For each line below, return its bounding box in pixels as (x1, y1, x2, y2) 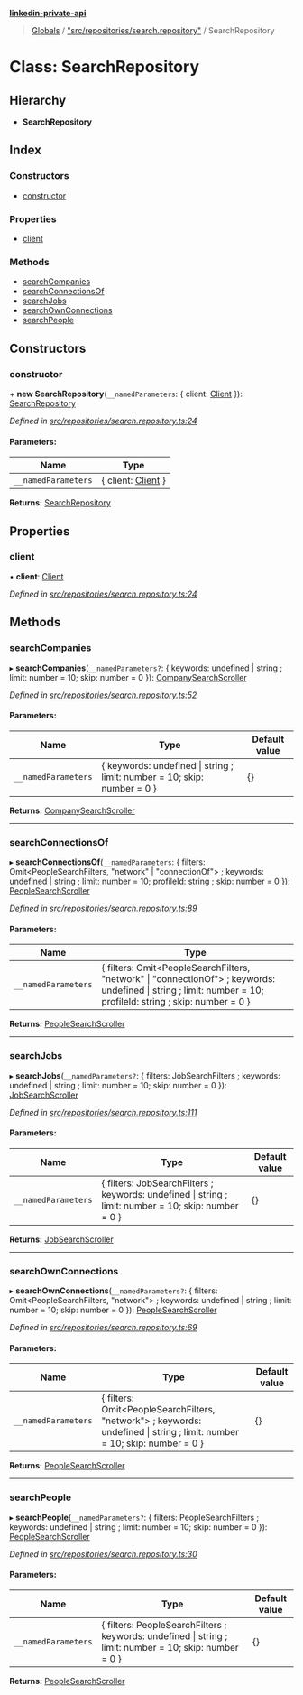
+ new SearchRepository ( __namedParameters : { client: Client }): (9, 388, 243, 399)
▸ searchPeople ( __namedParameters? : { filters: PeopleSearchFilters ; (9, 1512, 260, 1523)
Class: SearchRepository (9, 57, 200, 78)
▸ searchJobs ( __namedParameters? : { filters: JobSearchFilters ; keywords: (9, 1070, 281, 1081)
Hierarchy (9, 92, 67, 107)
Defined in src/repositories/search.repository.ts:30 (9, 1548, 197, 1560)
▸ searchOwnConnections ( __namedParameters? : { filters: (9, 1285, 218, 1296)
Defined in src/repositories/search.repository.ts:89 (9, 903, 197, 914)
